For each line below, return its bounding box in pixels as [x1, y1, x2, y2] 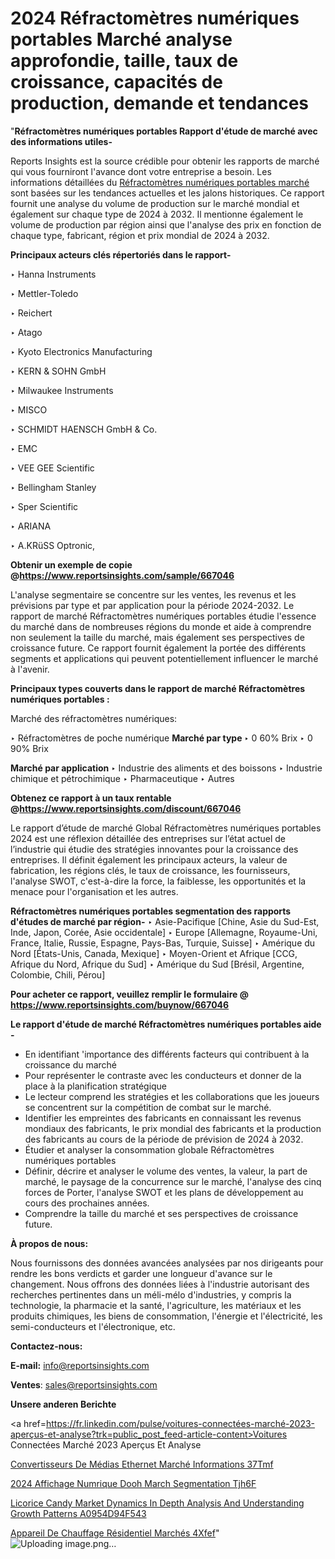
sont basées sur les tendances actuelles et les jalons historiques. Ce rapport [10, 187, 325, 199]
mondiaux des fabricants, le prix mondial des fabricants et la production [24, 1122, 322, 1134]
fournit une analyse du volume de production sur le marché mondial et [10, 197, 300, 209]
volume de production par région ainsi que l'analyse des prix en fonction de [10, 218, 322, 231]
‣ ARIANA [10, 520, 52, 532]
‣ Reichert [10, 307, 53, 319]
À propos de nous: [10, 1237, 89, 1249]
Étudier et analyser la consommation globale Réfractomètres [24, 1143, 275, 1156]
